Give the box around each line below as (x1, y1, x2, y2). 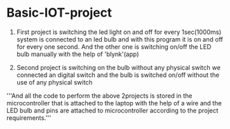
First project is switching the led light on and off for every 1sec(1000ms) (16, 28, 222, 36)
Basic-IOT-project (6, 5, 112, 21)
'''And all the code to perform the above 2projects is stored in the (6, 92, 193, 100)
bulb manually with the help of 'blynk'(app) (16, 50, 139, 58)
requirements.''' (6, 113, 51, 122)
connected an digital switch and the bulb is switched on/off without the (16, 71, 220, 79)
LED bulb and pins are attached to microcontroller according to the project (6, 106, 219, 114)
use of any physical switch (16, 78, 93, 86)
